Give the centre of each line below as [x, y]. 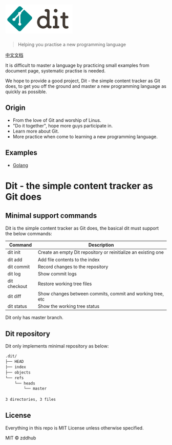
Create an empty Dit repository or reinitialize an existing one [101, 252]
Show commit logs [57, 274]
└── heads [25, 383]
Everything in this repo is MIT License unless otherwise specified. [75, 428]
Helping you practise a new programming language [72, 44]
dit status [17, 306]
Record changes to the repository [73, 267]
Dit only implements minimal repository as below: [57, 346]
